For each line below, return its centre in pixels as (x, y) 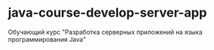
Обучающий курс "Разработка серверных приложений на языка (105, 32)
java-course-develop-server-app (107, 13)
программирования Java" (47, 39)
